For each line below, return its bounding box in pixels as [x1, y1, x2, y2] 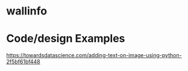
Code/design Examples [6, 32, 125, 46]
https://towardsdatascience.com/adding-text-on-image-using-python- [6, 52, 182, 59]
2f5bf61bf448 [6, 58, 40, 66]
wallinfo [6, 4, 47, 18]
